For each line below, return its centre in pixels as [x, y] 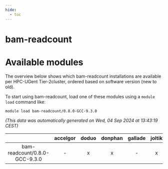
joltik [157, 138]
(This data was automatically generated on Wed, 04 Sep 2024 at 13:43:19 [81, 120]
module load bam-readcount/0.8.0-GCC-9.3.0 [51, 111]
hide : [11, 10]
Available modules [44, 62]
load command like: [25, 102]
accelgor [65, 138]
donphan [112, 138]
